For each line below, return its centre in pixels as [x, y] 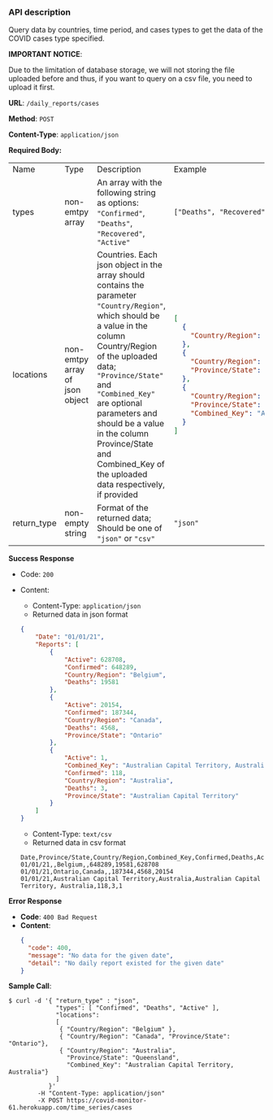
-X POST [50, 1100]
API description [40, 12]
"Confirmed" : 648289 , [100, 667]
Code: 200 [37, 574]
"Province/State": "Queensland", [123, 1058]
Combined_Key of [131, 464]
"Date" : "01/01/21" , [70, 637]
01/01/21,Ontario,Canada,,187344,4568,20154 [97, 872]
